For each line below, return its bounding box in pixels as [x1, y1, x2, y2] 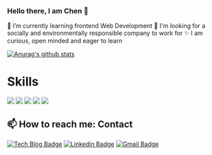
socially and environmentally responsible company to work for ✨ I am [7, 29, 204, 37]
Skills [7, 74, 39, 90]
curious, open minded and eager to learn [7, 37, 123, 45]
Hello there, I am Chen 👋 [7, 6, 89, 16]
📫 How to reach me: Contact [7, 118, 133, 130]
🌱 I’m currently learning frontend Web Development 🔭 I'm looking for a [7, 22, 206, 30]
